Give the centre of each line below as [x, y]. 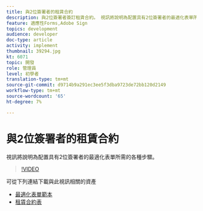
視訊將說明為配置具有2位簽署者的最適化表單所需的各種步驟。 [82, 157]
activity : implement [32, 46]
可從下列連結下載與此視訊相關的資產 [51, 181]
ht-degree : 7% [24, 102]
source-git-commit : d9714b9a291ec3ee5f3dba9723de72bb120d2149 [86, 85]
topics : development [32, 29]
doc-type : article [29, 40]
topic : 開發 [20, 62]
